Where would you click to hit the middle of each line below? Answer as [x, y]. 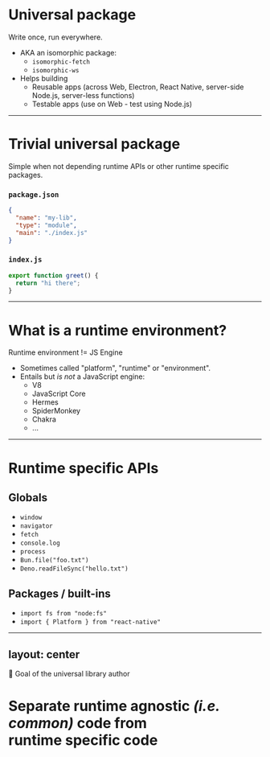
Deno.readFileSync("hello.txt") [74, 569]
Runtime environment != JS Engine [65, 352]
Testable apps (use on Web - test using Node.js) [112, 104]
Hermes [45, 402]
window [31, 518]
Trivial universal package [94, 144]
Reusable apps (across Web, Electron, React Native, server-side [138, 87]
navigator [37, 526]
